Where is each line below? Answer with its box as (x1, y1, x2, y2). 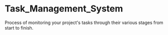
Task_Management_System (5, 3, 123, 14)
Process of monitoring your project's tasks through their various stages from (5, 19, 163, 25)
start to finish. (5, 24, 34, 30)
